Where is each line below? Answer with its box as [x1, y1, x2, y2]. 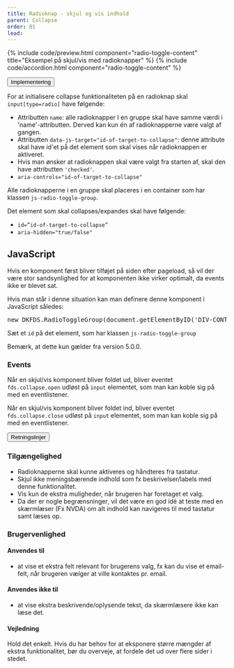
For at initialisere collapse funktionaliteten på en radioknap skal [7, 92, 188, 101]
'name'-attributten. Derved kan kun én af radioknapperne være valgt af [17, 121, 221, 129]
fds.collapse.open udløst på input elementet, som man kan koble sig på [7, 383, 214, 391]
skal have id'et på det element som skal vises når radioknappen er [17, 143, 208, 151]
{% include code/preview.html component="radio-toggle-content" [7, 49, 198, 57]
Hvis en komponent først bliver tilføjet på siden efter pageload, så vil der [7, 266, 214, 275]
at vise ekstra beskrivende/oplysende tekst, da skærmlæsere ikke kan [17, 600, 219, 609]
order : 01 [7, 23, 36, 30]
